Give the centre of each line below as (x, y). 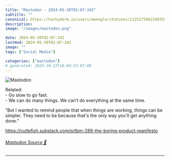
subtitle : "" (19, 15)
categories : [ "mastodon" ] (32, 61)
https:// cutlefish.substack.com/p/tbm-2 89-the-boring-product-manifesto (82, 131)
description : (19, 24)
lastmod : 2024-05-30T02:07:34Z (38, 43)
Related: (14, 90)
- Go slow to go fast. (27, 95)
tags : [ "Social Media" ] (30, 52)
